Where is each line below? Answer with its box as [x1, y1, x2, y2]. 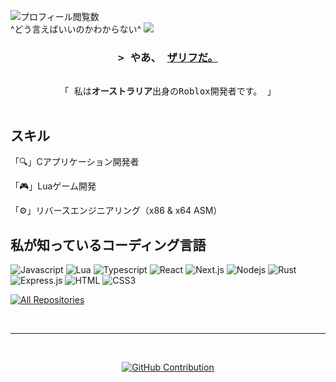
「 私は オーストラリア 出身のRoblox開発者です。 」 [59, 86, 277, 97]
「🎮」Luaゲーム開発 [10, 180, 97, 192]
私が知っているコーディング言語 [10, 236, 207, 254]
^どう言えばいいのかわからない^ [10, 23, 142, 35]
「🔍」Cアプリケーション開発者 [10, 156, 140, 168]
